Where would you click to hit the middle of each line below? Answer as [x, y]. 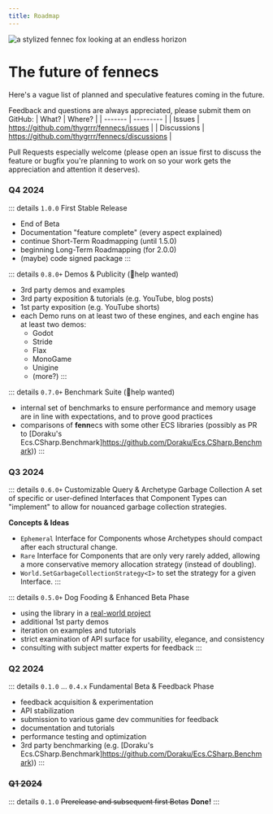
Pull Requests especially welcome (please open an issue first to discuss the [135, 152]
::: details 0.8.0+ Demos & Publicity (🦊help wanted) [93, 274]
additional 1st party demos [65, 622]
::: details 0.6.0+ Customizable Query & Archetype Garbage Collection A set [135, 490]
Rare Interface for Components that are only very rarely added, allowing [140, 556]
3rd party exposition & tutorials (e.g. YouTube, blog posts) [117, 298]
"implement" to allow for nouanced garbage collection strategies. [118, 507]
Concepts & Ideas [39, 523]
